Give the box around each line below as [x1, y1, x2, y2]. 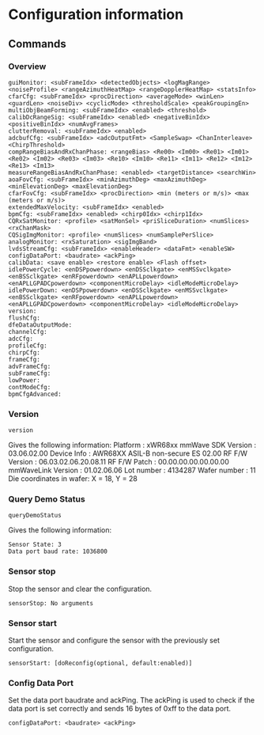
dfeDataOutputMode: [8, 320, 73, 329]
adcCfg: [8, 335, 34, 343]
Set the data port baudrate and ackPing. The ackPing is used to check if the [8, 695, 255, 705]
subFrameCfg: [8, 369, 51, 377]
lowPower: [8, 376, 41, 385]
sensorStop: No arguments [8, 599, 93, 607]
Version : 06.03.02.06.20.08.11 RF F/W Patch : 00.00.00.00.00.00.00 [8, 457, 229, 467]
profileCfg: [8, 342, 47, 350]
